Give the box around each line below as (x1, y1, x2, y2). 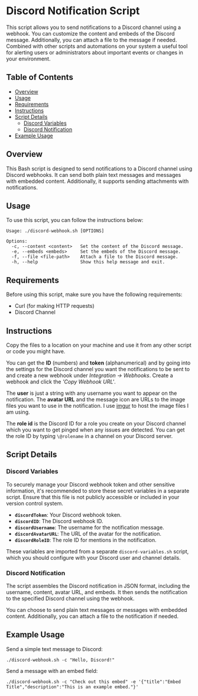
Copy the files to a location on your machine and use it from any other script (6, 341, 192, 349)
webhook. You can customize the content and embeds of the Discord (6, 30, 175, 37)
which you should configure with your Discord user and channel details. (6, 554, 181, 561)
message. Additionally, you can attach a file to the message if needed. (6, 36, 177, 43)
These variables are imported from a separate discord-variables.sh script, (6, 547, 189, 555)
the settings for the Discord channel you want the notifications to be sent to (6, 366, 190, 372)
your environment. (6, 55, 51, 62)
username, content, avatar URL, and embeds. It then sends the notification (6, 588, 188, 595)
